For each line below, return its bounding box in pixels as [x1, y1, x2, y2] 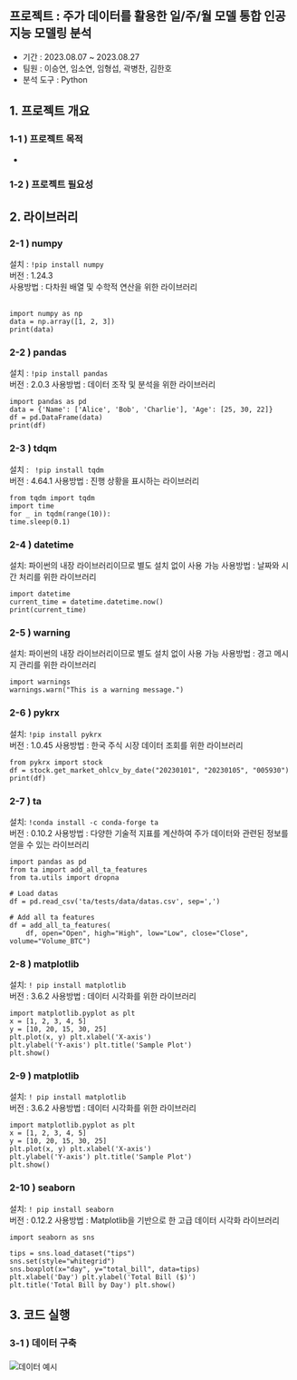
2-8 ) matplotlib [9, 957, 80, 970]
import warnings [9, 677, 71, 687]
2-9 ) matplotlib [9, 1069, 80, 1082]
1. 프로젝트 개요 [9, 103, 91, 119]
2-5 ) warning [9, 626, 71, 638]
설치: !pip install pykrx [9, 728, 102, 739]
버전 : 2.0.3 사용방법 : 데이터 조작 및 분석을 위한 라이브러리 [9, 379, 216, 390]
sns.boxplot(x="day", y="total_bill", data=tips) [9, 1265, 201, 1274]
